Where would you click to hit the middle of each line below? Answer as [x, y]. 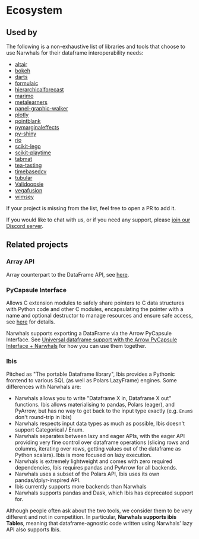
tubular [23, 178]
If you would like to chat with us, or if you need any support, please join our [98, 220]
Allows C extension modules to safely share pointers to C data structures [95, 303]
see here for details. [31, 322]
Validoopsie [29, 184]
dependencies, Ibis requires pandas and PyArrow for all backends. [96, 468]
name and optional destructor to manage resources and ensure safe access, [99, 315]
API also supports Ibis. [34, 530]
